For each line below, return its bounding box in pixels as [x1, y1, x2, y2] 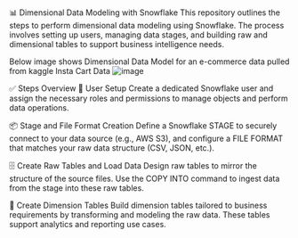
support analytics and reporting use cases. [9, 219, 166, 229]
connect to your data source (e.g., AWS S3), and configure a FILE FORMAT [9, 133, 284, 144]
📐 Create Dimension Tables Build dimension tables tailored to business [9, 200, 268, 210]
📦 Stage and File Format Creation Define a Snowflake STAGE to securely [9, 120, 278, 131]
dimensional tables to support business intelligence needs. [9, 39, 225, 49]
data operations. [9, 103, 69, 113]
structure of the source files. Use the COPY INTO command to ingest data [9, 173, 280, 184]
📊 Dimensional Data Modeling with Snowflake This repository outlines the [9, 7, 280, 18]
